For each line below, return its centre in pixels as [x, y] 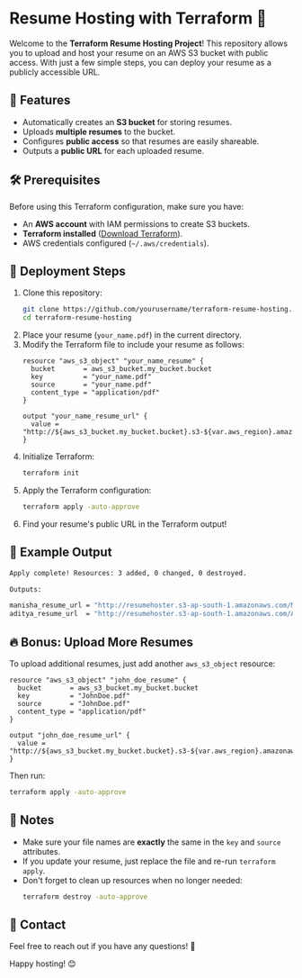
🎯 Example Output [61, 552]
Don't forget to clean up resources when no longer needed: [132, 880]
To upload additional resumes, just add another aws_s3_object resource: [142, 664]
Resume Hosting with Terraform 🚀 [138, 18]
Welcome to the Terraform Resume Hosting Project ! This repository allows [149, 43]
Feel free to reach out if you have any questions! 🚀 [102, 946]
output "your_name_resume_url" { [85, 417]
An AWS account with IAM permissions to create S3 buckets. [136, 223]
